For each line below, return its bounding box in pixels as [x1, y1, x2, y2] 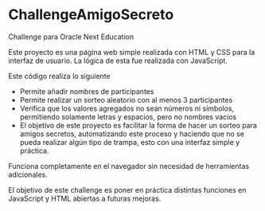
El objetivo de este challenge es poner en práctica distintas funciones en [8, 185, 247, 194]
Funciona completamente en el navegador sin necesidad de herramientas [8, 161, 249, 170]
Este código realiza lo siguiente [8, 71, 111, 80]
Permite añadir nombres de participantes [19, 86, 154, 96]
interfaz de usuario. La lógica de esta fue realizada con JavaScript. [8, 56, 228, 65]
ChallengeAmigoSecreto [8, 6, 174, 24]
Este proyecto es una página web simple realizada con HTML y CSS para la [8, 47, 255, 57]
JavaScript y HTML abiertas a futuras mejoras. [8, 193, 162, 203]
